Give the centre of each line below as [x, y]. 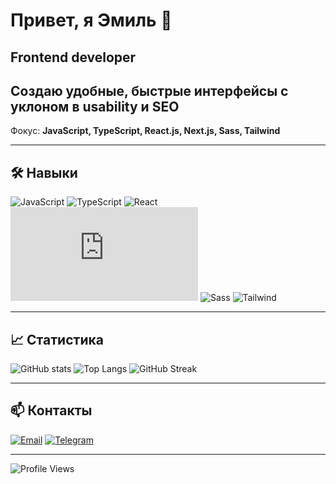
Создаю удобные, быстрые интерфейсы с [149, 90]
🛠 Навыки [44, 172]
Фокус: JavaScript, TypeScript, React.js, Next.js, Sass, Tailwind [145, 131]
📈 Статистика [57, 339]
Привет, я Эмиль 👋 [91, 20]
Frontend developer [73, 57]
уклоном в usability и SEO [95, 106]
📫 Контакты [51, 410]
